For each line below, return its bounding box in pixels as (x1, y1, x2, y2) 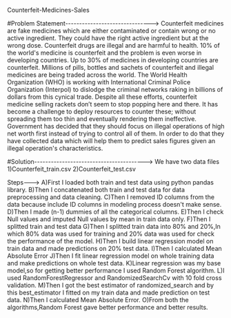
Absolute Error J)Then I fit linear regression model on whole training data (7, 252, 214, 260)
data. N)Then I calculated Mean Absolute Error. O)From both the (7, 296, 190, 303)
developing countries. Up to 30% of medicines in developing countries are (7, 56, 219, 64)
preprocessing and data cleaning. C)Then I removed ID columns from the (7, 193, 215, 201)
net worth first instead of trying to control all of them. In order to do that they (7, 129, 225, 138)
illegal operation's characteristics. (7, 144, 103, 152)
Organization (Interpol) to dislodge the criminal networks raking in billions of (7, 86, 223, 93)
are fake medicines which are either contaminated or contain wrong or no (7, 27, 216, 35)
